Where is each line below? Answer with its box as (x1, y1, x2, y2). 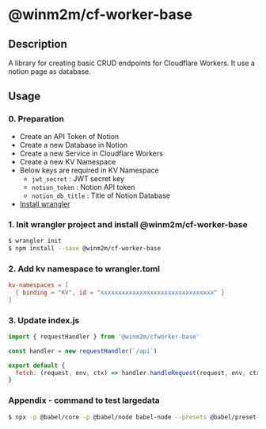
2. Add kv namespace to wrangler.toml (8, 263, 161, 274)
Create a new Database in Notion (19, 140, 128, 149)
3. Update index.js (8, 315, 80, 326)
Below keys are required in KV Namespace (19, 165, 160, 175)
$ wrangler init (8, 237, 62, 245)
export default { (8, 361, 66, 369)
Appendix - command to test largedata (8, 395, 160, 406)
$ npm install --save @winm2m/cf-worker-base (8, 244, 161, 252)
